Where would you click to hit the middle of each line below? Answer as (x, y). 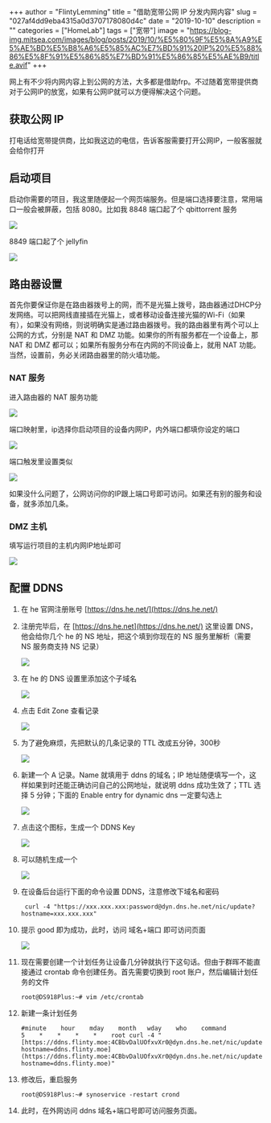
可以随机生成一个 (49, 859)
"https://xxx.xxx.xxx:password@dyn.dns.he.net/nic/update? (154, 907)
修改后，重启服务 (49, 1079)
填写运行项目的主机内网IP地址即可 (65, 546)
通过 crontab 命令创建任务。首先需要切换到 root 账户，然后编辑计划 (140, 972)
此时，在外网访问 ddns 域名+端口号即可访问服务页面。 (111, 1110)
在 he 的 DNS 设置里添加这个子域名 (79, 678)
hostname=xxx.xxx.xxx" (59, 914)
